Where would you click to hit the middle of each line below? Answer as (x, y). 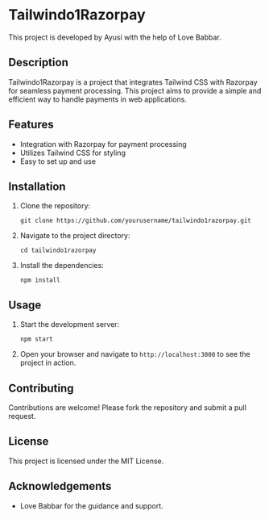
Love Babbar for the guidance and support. (91, 505)
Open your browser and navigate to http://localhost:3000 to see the (135, 354)
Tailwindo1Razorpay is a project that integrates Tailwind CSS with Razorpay (133, 82)
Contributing (41, 388)
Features (31, 125)
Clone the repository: (55, 206)
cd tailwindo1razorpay (58, 251)
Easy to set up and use (58, 161)
